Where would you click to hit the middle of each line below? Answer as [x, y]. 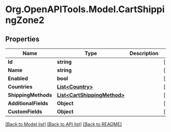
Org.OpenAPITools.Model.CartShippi [85, 9]
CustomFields [25, 112]
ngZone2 [25, 20]
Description [144, 53]
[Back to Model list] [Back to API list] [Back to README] [64, 124]
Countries [20, 87]
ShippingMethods [30, 95]
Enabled [18, 78]
